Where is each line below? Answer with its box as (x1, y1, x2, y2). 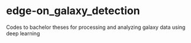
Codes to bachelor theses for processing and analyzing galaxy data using (6, 24, 186, 31)
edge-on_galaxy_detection (6, 4, 140, 18)
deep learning (6, 29, 40, 37)
